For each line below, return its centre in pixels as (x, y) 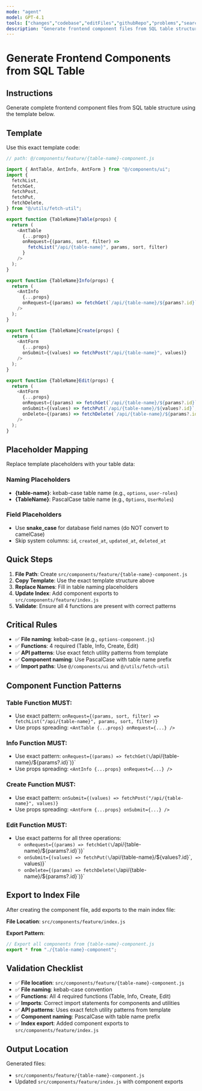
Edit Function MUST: (37, 825)
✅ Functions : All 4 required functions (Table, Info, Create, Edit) (93, 997)
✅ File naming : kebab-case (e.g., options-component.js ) (85, 639)
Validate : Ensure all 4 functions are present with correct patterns (95, 606)
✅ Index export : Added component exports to (72, 1024)
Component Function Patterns (64, 685)
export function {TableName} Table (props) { (62, 219)
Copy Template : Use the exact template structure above (85, 580)
